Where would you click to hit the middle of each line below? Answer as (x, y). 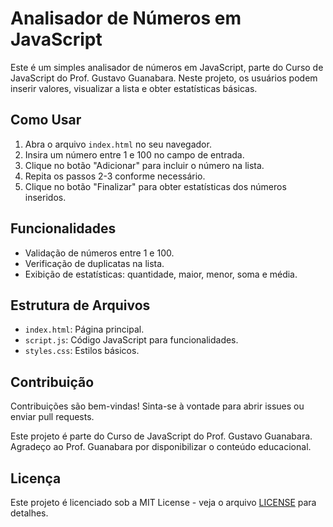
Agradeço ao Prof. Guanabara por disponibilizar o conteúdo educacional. (161, 447)
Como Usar (46, 120)
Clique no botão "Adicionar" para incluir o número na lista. (144, 165)
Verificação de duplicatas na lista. (94, 263)
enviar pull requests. (52, 417)
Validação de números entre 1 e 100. (99, 253)
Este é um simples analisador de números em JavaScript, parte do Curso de (167, 67)
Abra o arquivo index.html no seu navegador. (118, 144)
